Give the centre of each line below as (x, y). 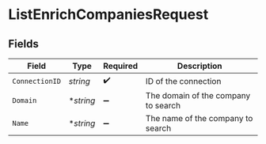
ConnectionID (37, 81)
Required (120, 66)
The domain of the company (198, 95)
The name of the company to (199, 118)
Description (200, 66)
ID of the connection (183, 81)
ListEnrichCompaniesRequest (108, 15)
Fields (24, 44)
